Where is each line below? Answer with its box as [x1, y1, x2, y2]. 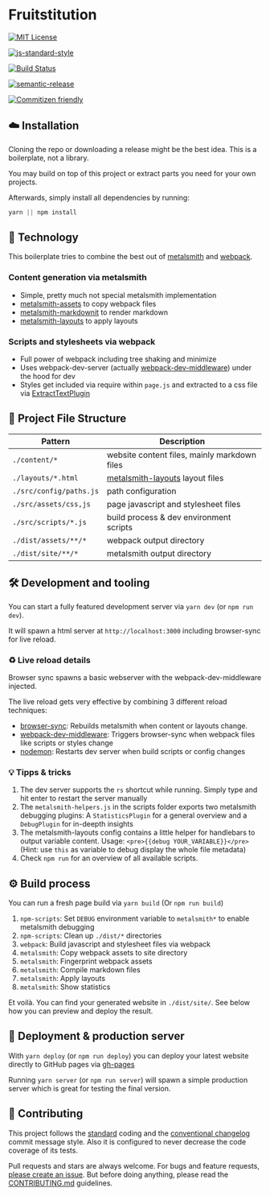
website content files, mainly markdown [106, 449, 257, 460]
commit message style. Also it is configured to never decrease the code [8, 1136, 247, 1146]
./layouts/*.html [12, 473, 79, 482]
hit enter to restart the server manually [19, 794, 148, 803]
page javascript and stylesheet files [106, 498, 241, 509]
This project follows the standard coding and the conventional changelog [8, 1128, 251, 1138]
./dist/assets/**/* [12, 535, 87, 545]
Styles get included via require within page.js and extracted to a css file [19, 380, 258, 390]
